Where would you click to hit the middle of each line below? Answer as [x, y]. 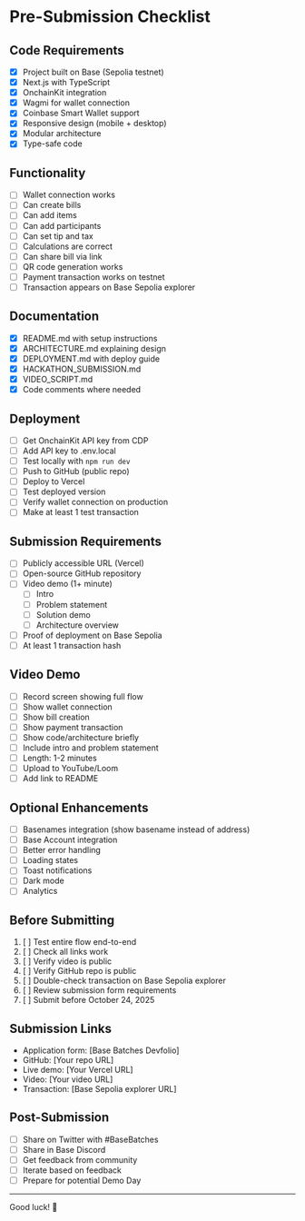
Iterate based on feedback [72, 1170]
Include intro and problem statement [90, 748]
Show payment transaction [73, 727]
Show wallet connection [68, 707]
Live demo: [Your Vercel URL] [78, 1070]
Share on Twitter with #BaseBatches [90, 1139]
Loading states [50, 860]
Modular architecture [62, 134]
